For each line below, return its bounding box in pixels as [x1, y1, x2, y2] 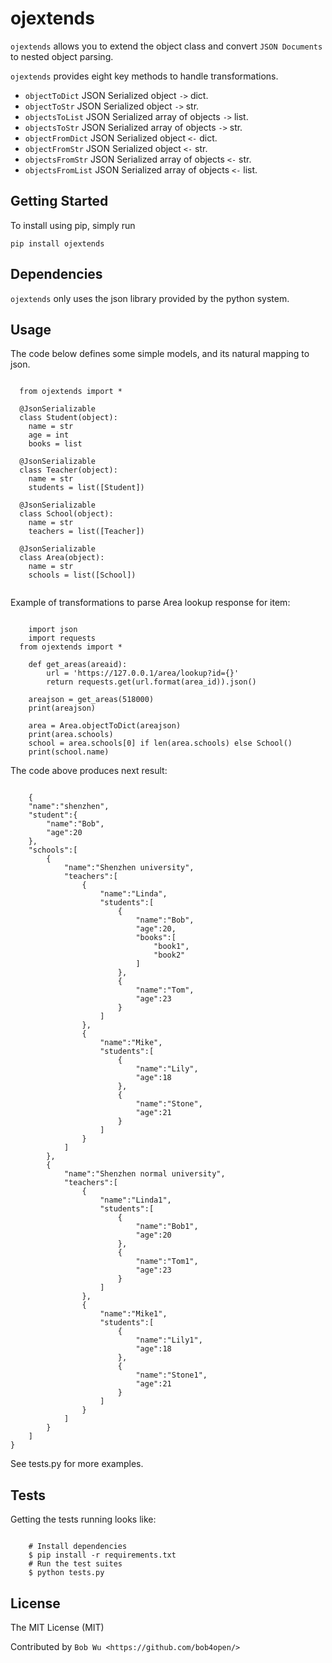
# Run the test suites [28, 1559, 123, 1569]
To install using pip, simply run [10, 219, 136, 231]
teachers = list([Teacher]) [28, 527, 145, 537]
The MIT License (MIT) [10, 1622, 105, 1633]
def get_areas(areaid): [28, 660, 128, 670]
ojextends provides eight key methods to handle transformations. [10, 70, 279, 82]
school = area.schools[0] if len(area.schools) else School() [28, 738, 293, 749]
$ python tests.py [28, 1568, 105, 1578]
